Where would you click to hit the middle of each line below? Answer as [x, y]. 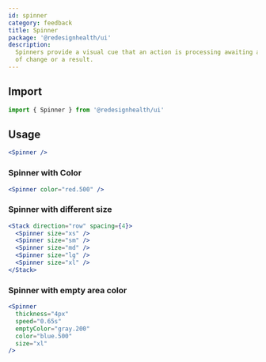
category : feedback [40, 23]
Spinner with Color [45, 173]
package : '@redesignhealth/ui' [60, 38]
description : [30, 45]
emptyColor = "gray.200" [53, 329]
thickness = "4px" [42, 314]
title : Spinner [33, 30]
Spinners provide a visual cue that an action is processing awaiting [134, 52]
